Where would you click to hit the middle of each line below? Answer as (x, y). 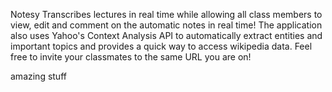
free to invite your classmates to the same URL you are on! (131, 57)
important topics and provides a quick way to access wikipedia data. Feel (161, 46)
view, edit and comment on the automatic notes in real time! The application (166, 25)
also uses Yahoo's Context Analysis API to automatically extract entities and (166, 35)
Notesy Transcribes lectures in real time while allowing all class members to (166, 14)
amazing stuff (38, 76)
